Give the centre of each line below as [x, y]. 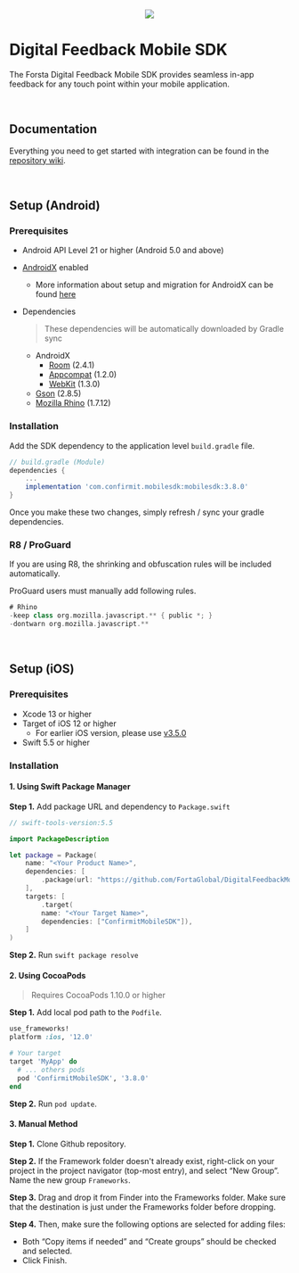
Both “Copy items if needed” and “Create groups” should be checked [149, 1241]
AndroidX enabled [55, 268]
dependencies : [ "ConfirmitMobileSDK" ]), [117, 922]
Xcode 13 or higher [57, 714]
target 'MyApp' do [43, 1062]
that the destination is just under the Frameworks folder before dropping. [142, 1207]
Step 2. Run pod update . [53, 1104]
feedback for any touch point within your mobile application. [119, 84]
